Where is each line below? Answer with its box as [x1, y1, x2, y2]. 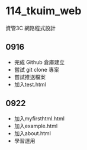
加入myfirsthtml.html [14, 114, 65, 122]
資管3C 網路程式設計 [5, 24, 56, 31]
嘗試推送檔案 [14, 73, 46, 81]
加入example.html [14, 122, 58, 129]
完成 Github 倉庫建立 [14, 58, 65, 66]
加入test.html [14, 81, 46, 88]
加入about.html [14, 129, 51, 137]
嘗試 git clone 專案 [14, 66, 60, 73]
